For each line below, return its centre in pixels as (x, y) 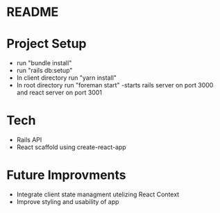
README (33, 12)
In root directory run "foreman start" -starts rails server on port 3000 (115, 85)
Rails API (29, 140)
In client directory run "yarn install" (67, 78)
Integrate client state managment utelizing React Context (98, 194)
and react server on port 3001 (59, 93)
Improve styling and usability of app (68, 202)
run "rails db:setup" (44, 71)
